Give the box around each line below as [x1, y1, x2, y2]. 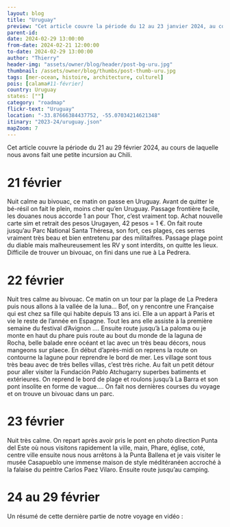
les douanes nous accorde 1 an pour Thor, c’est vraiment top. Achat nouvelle [7, 212, 223, 220]
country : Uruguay [7, 86, 57, 93]
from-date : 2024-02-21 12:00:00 [7, 42, 99, 49]
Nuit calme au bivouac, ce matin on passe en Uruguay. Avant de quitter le [7, 197, 214, 206]
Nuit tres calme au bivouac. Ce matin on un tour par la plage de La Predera [7, 295, 218, 304]
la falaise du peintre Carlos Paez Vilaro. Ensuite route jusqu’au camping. [7, 465, 210, 474]
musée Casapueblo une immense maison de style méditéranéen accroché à [7, 458, 221, 467]
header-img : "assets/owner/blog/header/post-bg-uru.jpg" [7, 61, 173, 68]
